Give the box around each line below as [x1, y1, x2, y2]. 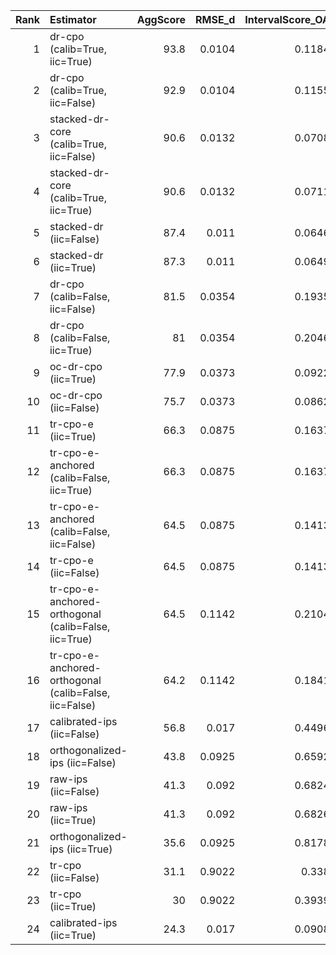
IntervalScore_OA [244, 13, 330, 26]
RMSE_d [194, 13, 236, 26]
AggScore [136, 13, 186, 26]
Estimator [49, 13, 97, 26]
